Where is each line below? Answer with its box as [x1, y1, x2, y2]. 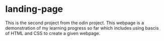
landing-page [5, 3, 63, 15]
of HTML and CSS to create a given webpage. [5, 30, 101, 36]
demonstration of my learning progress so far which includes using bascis [5, 25, 159, 31]
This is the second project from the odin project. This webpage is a [5, 20, 144, 26]
